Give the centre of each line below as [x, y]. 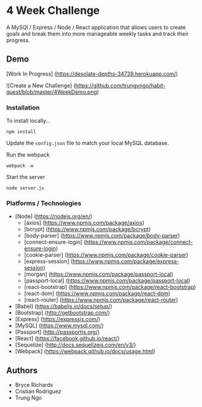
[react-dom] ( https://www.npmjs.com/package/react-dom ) [97, 293]
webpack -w [20, 166]
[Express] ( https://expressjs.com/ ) [58, 319]
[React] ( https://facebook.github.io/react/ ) [67, 339]
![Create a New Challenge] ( [41, 85]
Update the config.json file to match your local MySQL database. [88, 143]
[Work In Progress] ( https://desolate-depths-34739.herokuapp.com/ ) [92, 74]
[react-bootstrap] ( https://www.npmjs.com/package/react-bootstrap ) [110, 287]
